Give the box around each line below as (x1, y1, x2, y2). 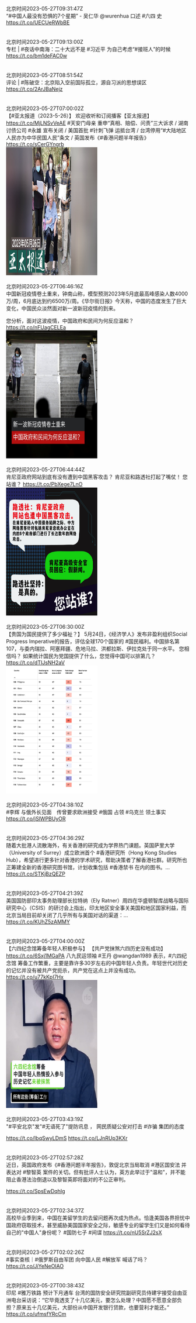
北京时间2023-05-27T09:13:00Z (6, 39, 83, 45)
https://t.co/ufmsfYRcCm (6, 1311, 66, 1317)
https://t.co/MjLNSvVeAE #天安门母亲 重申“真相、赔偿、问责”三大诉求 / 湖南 (6, 119, 188, 126)
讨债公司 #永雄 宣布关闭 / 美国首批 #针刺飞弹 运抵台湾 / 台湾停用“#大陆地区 (6, 127, 187, 133)
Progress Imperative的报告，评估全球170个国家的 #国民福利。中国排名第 (6, 638, 180, 645)
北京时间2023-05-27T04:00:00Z (6, 938, 85, 945)
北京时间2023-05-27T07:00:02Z (6, 105, 85, 112)
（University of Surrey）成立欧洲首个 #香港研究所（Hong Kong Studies (6, 849, 177, 856)
